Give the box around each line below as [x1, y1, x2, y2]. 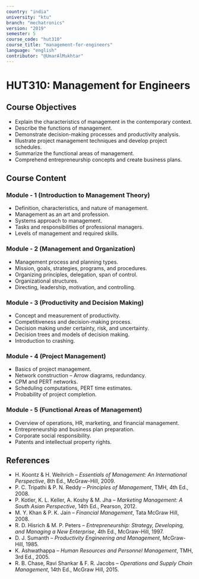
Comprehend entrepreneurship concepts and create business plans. [14, 156, 182, 163]
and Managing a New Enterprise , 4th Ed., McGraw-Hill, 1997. [14, 528, 165, 536]
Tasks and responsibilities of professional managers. [14, 224, 144, 231]
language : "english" [6, 48, 58, 54]
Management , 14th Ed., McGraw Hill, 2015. [14, 566, 119, 573]
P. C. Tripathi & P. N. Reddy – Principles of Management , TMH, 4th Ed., [14, 484, 189, 491]
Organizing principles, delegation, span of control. [14, 271, 138, 278]
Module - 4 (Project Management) [6, 352, 106, 360]
